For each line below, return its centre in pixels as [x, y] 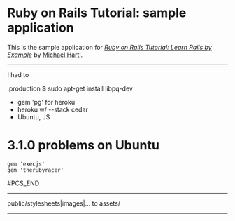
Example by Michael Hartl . [45, 55]
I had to [18, 74]
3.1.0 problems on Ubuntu [83, 146]
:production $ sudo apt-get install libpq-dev [70, 88]
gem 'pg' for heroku [46, 102]
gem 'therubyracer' [36, 170]
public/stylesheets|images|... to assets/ [64, 203]
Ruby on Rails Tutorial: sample [97, 13]
